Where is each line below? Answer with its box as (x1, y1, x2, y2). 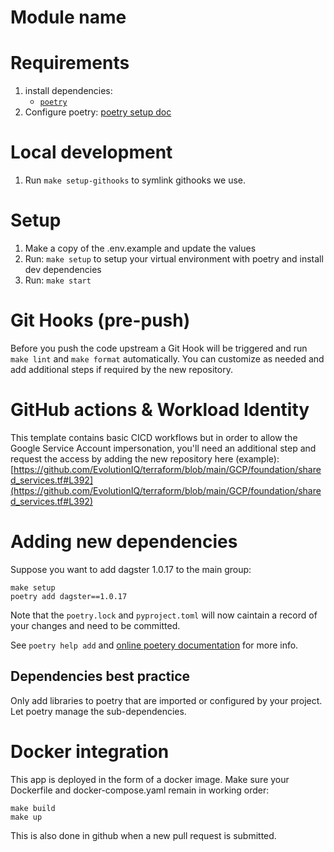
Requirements (10, 52, 130, 75)
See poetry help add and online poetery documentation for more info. (10, 639, 299, 651)
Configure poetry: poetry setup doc (24, 106, 172, 118)
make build (10, 803, 56, 813)
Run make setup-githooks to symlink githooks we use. (24, 174, 247, 186)
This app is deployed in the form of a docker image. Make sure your (10, 773, 290, 785)
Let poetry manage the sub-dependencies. (10, 705, 187, 717)
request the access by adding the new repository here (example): (10, 452, 280, 465)
